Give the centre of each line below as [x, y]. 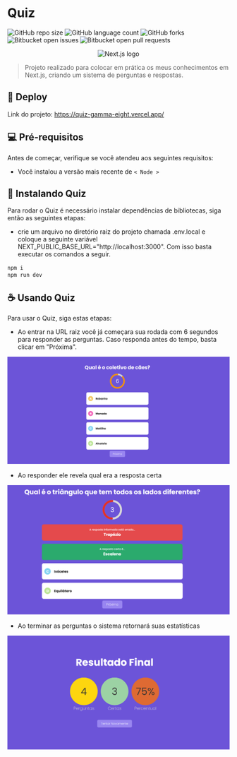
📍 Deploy [28, 97]
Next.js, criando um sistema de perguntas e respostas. [104, 75]
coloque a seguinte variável [57, 239]
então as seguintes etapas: [47, 218]
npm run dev [25, 275]
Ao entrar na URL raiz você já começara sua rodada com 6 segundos [118, 332]
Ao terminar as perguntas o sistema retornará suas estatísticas [109, 626]
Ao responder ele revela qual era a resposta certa [90, 475]
